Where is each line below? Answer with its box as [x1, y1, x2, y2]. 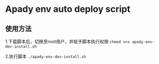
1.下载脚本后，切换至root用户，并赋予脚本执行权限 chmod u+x [5, 39, 130, 44]
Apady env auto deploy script [5, 3, 130, 15]
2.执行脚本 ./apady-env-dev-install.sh [5, 54, 86, 59]
